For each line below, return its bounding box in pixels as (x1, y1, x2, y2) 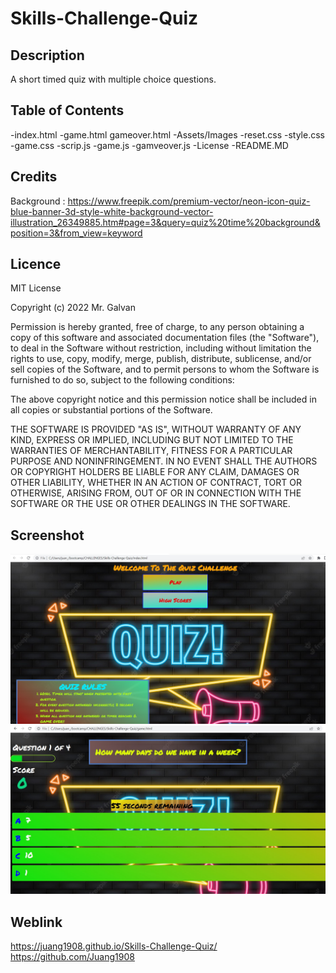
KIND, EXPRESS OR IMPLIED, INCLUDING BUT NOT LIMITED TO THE (10, 434, 294, 446)
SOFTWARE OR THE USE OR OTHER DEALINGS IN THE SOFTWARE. (10, 498, 291, 510)
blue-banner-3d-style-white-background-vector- (10, 205, 214, 217)
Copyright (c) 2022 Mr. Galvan (10, 302, 136, 314)
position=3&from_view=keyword (10, 227, 143, 239)
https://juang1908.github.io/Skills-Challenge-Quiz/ (10, 940, 218, 952)
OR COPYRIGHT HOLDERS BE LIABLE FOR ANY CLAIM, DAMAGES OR (10, 466, 300, 478)
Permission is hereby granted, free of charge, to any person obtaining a (10, 321, 305, 333)
